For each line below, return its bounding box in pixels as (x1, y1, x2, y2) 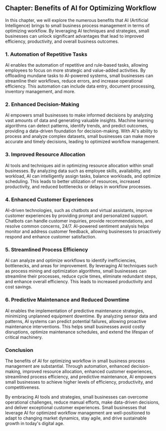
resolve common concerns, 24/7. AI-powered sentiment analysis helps (5, 223, 150, 229)
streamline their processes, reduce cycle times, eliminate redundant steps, (5, 273, 158, 279)
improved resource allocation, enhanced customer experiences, (22, 368, 153, 374)
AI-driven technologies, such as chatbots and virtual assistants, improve (5, 208, 153, 213)
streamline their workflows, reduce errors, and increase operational (5, 78, 143, 84)
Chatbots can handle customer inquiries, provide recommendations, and (5, 218, 153, 223)
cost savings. (5, 284, 32, 290)
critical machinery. (5, 334, 43, 340)
